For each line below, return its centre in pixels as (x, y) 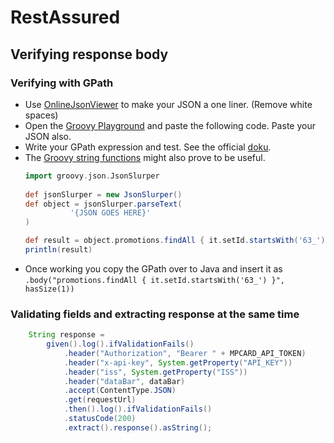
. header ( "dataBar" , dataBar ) (124, 381)
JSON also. (48, 136)
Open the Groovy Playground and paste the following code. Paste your (170, 125)
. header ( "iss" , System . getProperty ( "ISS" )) (155, 372)
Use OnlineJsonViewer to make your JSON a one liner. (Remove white (168, 104)
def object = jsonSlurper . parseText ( (103, 204)
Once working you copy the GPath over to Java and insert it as (153, 268)
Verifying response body (89, 54)
